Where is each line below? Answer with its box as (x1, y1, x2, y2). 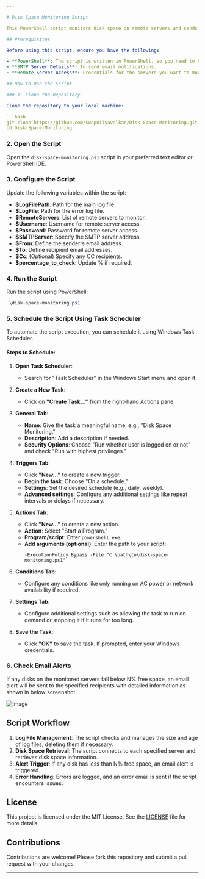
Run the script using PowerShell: (6, 288, 88, 296)
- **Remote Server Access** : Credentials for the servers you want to (6, 70, 190, 76)
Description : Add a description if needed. (24, 434, 129, 442)
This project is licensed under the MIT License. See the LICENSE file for (6, 813, 187, 820)
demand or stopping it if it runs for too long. (24, 616, 134, 623)
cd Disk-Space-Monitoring (6, 125, 72, 131)
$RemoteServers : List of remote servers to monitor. (15, 213, 146, 221)
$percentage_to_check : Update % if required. (15, 259, 132, 266)
